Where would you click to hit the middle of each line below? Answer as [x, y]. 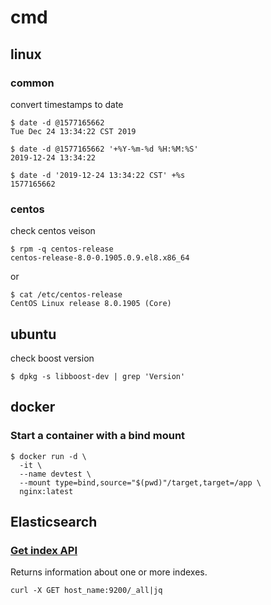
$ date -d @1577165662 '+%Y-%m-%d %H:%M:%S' [104, 149]
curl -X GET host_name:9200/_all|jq [86, 591]
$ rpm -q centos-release [62, 249]
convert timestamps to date [67, 104]
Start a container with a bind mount [98, 436]
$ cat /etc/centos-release [66, 295]
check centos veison [53, 231]
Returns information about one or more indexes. [109, 572]
